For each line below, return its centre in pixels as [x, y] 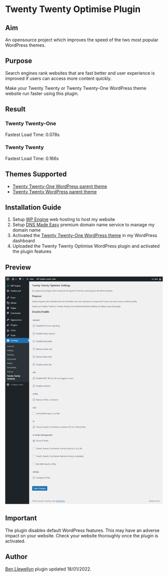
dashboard [23, 241]
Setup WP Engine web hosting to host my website [64, 219]
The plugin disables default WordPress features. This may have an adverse [82, 530]
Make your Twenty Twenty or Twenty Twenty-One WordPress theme [76, 88]
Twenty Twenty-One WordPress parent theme [60, 186]
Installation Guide [33, 207]
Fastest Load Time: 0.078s [32, 135]
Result [15, 109]
